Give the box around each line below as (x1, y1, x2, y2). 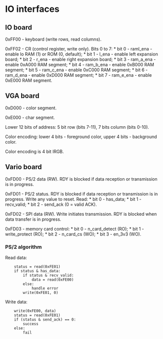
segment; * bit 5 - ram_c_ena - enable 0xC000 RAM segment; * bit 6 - (5, 67, 148, 73)
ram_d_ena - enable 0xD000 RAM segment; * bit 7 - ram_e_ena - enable (5, 72, 152, 78)
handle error (31, 286, 58, 291)
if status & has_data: (14, 268, 61, 273)
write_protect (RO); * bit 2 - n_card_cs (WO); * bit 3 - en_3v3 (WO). (5, 231, 142, 237)
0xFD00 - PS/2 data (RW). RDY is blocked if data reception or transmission (5, 176, 158, 182)
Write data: (5, 298, 28, 305)
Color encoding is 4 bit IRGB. (5, 148, 64, 154)
